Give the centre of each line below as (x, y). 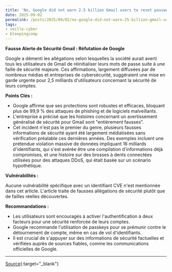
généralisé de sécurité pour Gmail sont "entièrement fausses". (78, 122)
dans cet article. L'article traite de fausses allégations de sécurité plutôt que (85, 191)
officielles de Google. (35, 249)
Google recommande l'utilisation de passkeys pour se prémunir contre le (89, 227)
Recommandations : (27, 206)
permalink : (17, 20)
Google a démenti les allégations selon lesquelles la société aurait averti (81, 59)
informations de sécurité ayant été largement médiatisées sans (79, 133)
